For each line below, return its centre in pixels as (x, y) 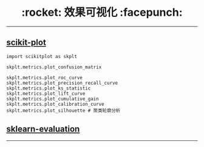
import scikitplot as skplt (42, 56)
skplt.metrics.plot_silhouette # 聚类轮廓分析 (63, 110)
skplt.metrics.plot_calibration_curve (55, 104)
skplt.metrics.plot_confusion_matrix (54, 67)
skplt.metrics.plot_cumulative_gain (53, 99)
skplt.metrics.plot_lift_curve (46, 93)
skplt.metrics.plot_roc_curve (45, 77)
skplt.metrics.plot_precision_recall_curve (62, 83)
